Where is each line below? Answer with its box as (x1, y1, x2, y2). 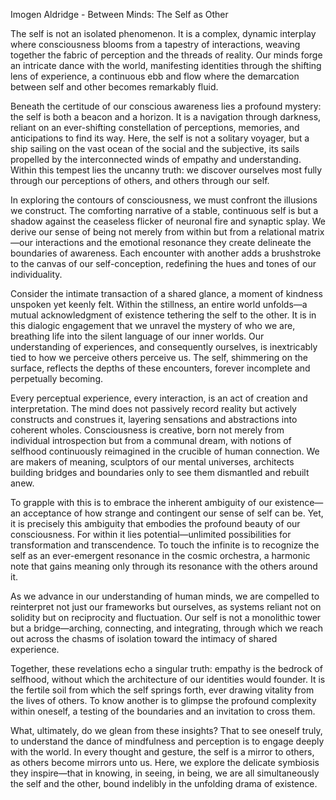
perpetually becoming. (10, 373, 104, 384)
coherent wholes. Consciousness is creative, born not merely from (10, 424, 285, 436)
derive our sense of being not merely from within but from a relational (10, 226, 297, 238)
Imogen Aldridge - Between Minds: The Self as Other (10, 9, 229, 20)
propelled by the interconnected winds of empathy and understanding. (10, 154, 302, 165)
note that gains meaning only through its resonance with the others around (10, 560, 318, 572)
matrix (298, 226, 325, 238)
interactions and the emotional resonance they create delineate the (34, 237, 312, 248)
